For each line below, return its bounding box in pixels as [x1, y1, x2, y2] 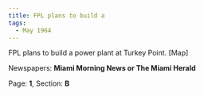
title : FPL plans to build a [8, 11, 105, 20]
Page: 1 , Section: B [8, 79, 70, 88]
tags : [8, 19, 26, 27]
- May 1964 [15, 26, 52, 34]
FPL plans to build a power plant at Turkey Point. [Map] [8, 48, 189, 58]
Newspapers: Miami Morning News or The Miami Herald [8, 63, 197, 73]
